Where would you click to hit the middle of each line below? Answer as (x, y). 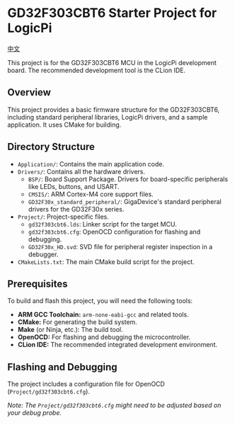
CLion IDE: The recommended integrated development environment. (117, 345)
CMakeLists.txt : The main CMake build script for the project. (106, 262)
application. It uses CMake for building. (64, 125)
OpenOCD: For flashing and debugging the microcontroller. (104, 337)
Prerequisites (38, 283)
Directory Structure (51, 147)
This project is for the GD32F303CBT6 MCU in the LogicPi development (112, 62)
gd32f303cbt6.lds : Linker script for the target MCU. (102, 224)
